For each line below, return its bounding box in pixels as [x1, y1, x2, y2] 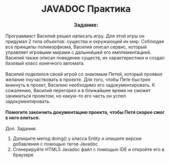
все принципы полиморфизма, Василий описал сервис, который [5, 44, 147, 50]
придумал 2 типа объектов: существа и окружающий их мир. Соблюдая [5, 38, 164, 45]
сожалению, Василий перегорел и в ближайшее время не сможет [5, 88, 151, 94]
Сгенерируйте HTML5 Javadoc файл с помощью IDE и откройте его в [12, 147, 165, 153]
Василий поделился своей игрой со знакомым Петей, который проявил [5, 71, 163, 77]
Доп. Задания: [5, 126, 37, 132]
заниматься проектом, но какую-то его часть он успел [5, 93, 126, 99]
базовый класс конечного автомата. [5, 60, 85, 67]
